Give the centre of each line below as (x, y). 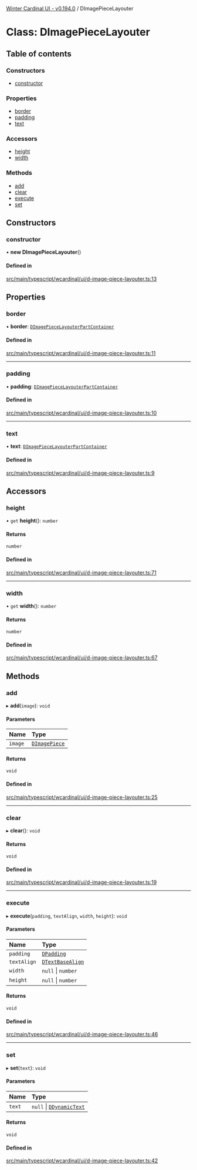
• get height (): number (32, 521)
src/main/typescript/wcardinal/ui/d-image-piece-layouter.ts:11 (81, 353)
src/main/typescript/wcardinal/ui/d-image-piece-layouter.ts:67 (82, 658)
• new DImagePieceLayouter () (44, 252)
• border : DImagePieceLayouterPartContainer (60, 326)
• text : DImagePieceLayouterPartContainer (57, 446)
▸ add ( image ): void (28, 706)
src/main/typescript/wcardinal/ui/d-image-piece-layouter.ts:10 (81, 413)
